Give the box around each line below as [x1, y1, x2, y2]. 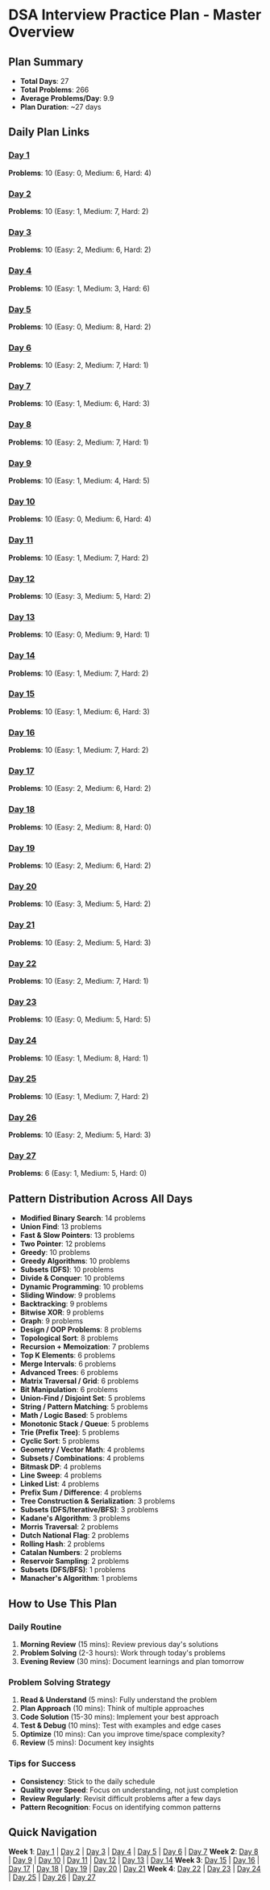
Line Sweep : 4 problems [19, 1470, 102, 1480]
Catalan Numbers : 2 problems [19, 1548, 123, 1558]
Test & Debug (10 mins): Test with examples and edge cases [19, 1721, 222, 1730]
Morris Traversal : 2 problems [19, 1522, 119, 1532]
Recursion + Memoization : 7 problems [19, 1342, 150, 1352]
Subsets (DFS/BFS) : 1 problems [19, 1565, 127, 1574]
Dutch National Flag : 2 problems [19, 1531, 130, 1541]
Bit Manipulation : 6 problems [19, 1385, 118, 1395]
